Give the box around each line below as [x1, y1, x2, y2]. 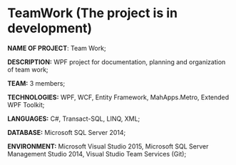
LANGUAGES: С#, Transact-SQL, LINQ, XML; [7, 114, 140, 123]
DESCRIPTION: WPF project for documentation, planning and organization [7, 57, 226, 66]
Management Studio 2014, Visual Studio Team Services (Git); [7, 149, 187, 158]
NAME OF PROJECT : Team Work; [7, 44, 106, 52]
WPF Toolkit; [7, 100, 45, 109]
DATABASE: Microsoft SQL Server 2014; [7, 128, 126, 136]
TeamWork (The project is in [7, 5, 178, 21]
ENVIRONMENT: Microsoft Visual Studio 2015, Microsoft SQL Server [7, 141, 209, 151]
